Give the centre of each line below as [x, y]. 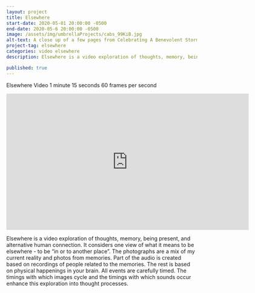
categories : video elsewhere [43, 51]
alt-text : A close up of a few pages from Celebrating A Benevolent [94, 40]
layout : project [27, 12]
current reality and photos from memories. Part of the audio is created [94, 257]
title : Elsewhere [28, 18]
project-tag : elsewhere [36, 46]
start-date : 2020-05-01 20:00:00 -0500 [57, 23]
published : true [27, 68]
